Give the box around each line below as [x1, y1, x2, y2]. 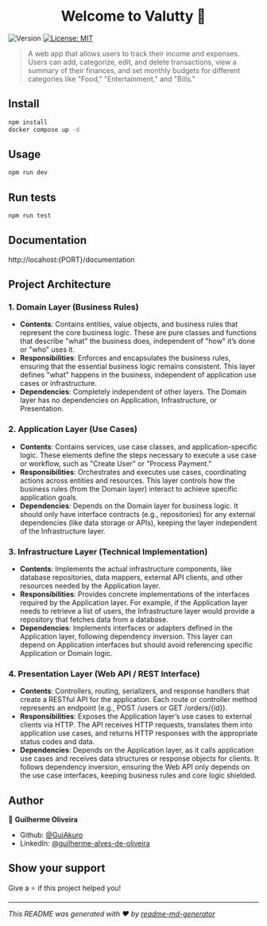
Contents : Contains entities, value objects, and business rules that [19, 319, 238, 329]
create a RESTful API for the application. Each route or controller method [19, 695, 257, 704]
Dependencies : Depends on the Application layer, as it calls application [19, 746, 254, 755]
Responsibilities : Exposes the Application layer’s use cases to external [19, 712, 253, 721]
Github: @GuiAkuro [19, 830, 83, 840]
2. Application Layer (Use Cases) [8, 424, 137, 435]
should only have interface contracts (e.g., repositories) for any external [19, 509, 256, 519]
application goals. [19, 492, 78, 502]
